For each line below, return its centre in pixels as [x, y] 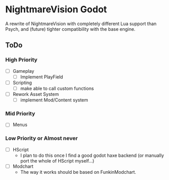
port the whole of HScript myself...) [57, 161]
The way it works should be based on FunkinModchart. [78, 172]
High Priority [21, 60]
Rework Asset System [36, 94]
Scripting [22, 83]
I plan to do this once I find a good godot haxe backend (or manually [92, 155]
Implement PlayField [42, 77]
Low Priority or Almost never [42, 138]
